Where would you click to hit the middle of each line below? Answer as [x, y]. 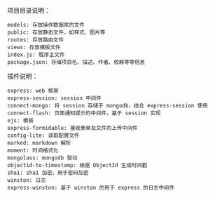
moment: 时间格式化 [33, 150]
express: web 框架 [33, 91]
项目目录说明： [29, 10]
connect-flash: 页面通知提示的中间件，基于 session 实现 [84, 113]
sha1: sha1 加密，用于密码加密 [48, 173]
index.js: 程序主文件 [36, 55]
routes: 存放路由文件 [36, 40]
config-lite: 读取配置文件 [43, 136]
